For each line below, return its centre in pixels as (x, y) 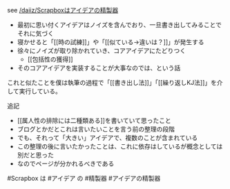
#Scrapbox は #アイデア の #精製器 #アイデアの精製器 (84, 178)
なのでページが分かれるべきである (66, 163)
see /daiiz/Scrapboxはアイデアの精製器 (63, 10)
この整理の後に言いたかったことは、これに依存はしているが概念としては (120, 146)
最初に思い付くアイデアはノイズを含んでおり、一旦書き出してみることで (119, 25)
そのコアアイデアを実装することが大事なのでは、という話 (99, 68)
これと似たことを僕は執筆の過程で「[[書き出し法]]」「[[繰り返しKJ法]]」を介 (115, 82)
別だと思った (35, 155)
